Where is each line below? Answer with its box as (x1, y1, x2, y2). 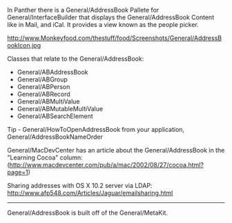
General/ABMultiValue (17, 97, 81, 106)
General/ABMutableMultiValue (17, 105, 104, 113)
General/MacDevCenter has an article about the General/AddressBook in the (7, 146, 225, 154)
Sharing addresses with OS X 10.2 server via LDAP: (7, 182, 153, 189)
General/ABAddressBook (17, 68, 88, 76)
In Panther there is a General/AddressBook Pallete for (7, 6, 159, 14)
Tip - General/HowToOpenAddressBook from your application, (7, 126, 185, 133)
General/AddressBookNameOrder (7, 133, 104, 141)
